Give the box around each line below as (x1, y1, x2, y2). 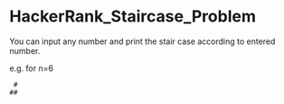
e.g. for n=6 (9, 63, 54, 74)
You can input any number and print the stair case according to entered (9, 36, 276, 47)
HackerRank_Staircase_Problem (9, 6, 256, 27)
